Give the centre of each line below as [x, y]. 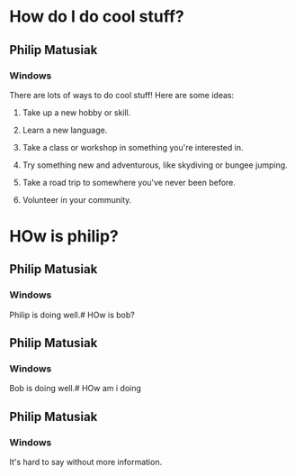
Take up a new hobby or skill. [76, 112]
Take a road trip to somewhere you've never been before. [129, 182]
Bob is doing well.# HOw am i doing [76, 389]
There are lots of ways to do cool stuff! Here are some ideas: [122, 95]
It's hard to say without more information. [86, 462]
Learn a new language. [65, 130]
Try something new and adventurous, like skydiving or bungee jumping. [155, 165]
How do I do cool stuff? [97, 17]
